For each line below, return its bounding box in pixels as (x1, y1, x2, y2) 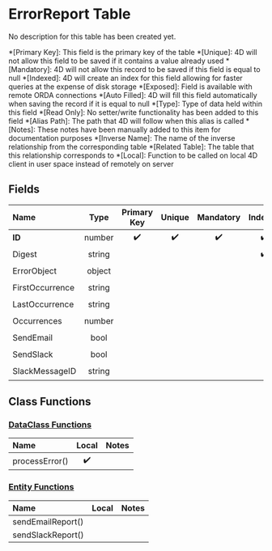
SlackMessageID (12, 366, 77, 377)
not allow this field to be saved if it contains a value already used (8, 56, 224, 66)
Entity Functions (8, 481, 74, 493)
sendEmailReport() (12, 515, 84, 527)
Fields (8, 183, 40, 197)
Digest (12, 248, 38, 260)
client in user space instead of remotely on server (8, 159, 174, 168)
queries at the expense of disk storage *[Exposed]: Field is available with (8, 82, 253, 91)
